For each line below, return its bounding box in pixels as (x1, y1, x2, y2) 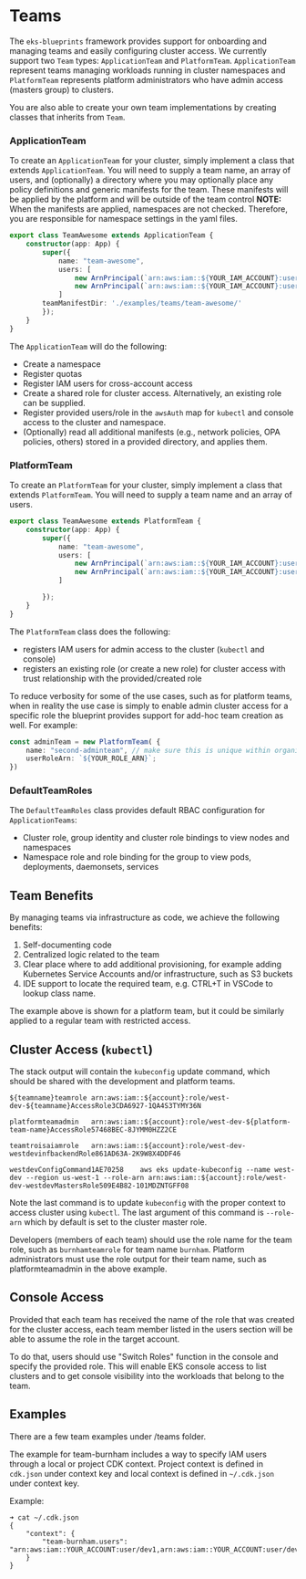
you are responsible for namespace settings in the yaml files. (9, 214, 239, 225)
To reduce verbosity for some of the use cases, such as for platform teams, (9, 690, 293, 701)
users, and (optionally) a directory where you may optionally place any (9, 174, 274, 185)
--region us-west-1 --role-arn (25, 1174, 145, 1183)
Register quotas (22, 368, 83, 379)
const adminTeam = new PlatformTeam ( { (9, 737, 161, 747)
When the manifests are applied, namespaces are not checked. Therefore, (9, 204, 289, 214)
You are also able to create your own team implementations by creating (9, 101, 277, 112)
